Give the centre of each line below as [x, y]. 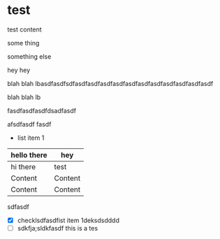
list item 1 [31, 138]
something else [29, 56]
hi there [23, 166]
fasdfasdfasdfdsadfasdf [42, 110]
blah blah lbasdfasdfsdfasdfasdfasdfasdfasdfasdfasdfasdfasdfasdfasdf [110, 83]
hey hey [19, 70]
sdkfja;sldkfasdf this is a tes [58, 228]
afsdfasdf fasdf [29, 124]
